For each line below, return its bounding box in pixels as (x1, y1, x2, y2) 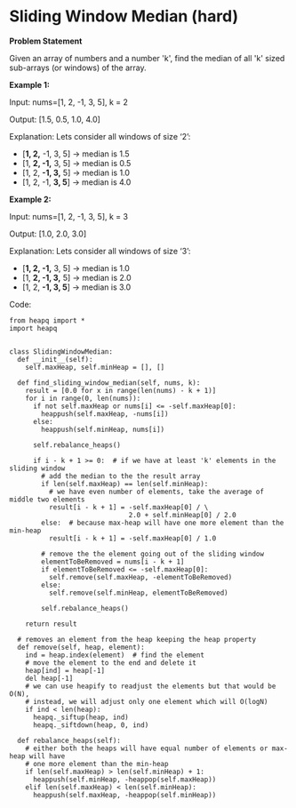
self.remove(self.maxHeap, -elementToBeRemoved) (48, 572, 233, 581)
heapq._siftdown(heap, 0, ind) (32, 720, 149, 730)
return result (25, 620, 77, 628)
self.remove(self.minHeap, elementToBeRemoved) (48, 588, 228, 597)
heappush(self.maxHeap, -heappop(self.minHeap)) (32, 790, 217, 799)
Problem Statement (9, 36, 83, 46)
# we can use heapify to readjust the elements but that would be (25, 682, 276, 691)
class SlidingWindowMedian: (9, 347, 114, 356)
